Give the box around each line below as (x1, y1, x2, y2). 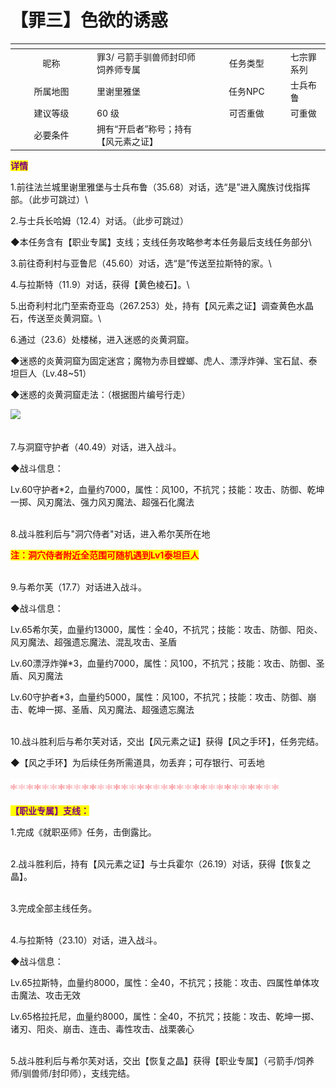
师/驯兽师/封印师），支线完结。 (10, 1067, 136, 1079)
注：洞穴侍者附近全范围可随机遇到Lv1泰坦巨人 (10, 549, 200, 561)
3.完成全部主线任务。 (10, 902, 98, 914)
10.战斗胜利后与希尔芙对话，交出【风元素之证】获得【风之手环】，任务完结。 (10, 735, 325, 747)
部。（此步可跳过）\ (10, 193, 89, 205)
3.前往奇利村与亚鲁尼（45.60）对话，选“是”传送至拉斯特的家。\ (10, 257, 272, 269)
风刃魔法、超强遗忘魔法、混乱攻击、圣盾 (10, 636, 177, 648)
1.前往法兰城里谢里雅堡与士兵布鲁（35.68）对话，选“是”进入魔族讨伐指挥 (10, 181, 311, 193)
